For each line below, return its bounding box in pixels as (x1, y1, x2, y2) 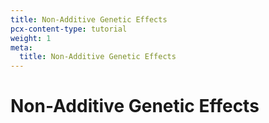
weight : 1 (10, 33, 52, 43)
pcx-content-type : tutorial (10, 24, 128, 34)
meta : (10, 42, 33, 53)
